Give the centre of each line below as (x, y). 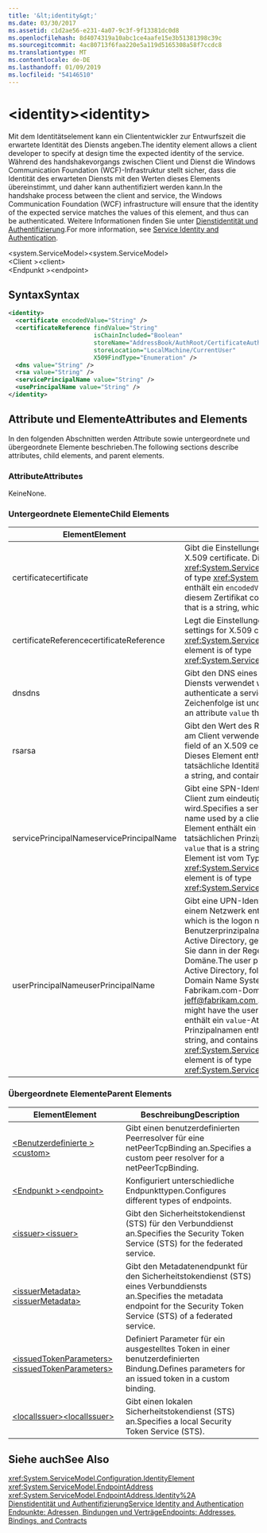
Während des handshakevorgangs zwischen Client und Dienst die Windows (132, 161)
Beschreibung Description (190, 1115)
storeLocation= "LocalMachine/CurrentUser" (165, 350)
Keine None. (27, 493)
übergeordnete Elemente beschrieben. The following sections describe (124, 447)
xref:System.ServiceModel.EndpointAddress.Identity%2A (102, 1496)
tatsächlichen (209, 838)
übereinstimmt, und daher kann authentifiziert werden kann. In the (116, 187)
